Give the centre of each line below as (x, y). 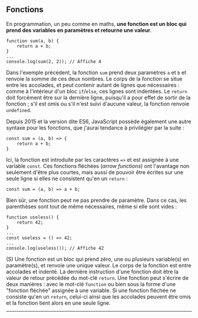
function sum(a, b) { (33, 41)
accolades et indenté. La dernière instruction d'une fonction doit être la (92, 271)
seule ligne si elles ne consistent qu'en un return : (67, 178)
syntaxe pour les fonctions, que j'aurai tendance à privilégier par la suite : (95, 127)
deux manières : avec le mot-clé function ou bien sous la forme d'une (91, 284)
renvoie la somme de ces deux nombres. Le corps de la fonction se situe (94, 78)
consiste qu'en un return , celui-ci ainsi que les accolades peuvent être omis (99, 296)
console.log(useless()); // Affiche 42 (55, 248)
